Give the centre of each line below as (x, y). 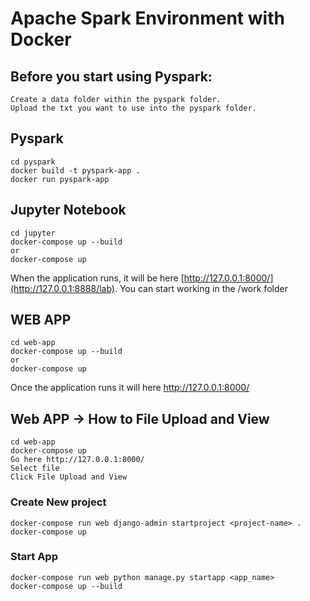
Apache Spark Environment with (147, 18)
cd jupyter (33, 233)
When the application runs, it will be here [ (97, 278)
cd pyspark (33, 162)
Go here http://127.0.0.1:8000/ (77, 460)
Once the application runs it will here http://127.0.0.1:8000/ (130, 388)
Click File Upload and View (69, 477)
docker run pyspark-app (60, 179)
